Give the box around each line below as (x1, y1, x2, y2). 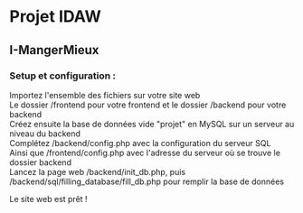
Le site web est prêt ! (9, 193, 88, 204)
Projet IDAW (9, 6, 102, 27)
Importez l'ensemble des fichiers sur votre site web (9, 89, 201, 100)
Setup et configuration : (9, 69, 116, 82)
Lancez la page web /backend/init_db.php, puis (9, 166, 186, 177)
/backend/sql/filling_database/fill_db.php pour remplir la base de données (9, 176, 285, 187)
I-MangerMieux (9, 42, 99, 58)
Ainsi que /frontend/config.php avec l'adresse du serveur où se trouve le (9, 147, 280, 158)
